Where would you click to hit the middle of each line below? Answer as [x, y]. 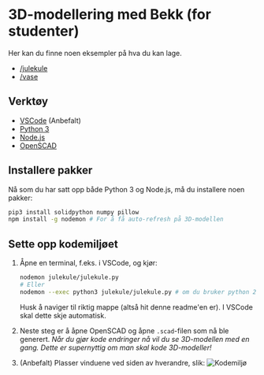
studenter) [44, 31]
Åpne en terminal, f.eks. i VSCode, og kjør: [88, 263]
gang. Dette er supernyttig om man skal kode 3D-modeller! [115, 347]
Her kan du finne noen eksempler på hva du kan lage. [95, 53]
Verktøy [28, 101]
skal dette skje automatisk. [63, 315]
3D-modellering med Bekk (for [110, 15]
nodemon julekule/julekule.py [69, 277]
